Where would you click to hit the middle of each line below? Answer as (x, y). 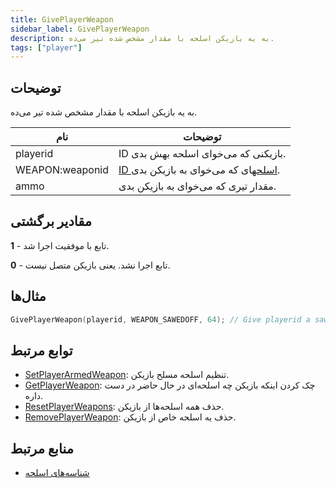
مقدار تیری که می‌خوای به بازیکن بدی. (197, 186)
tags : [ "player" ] (46, 47)
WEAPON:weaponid (62, 170)
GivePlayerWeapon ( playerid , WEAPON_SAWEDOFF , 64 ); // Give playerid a (160, 319)
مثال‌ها (28, 296)
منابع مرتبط (42, 448)
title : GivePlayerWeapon (62, 19)
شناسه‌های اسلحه (57, 473)
